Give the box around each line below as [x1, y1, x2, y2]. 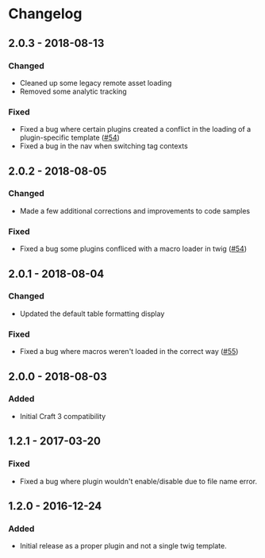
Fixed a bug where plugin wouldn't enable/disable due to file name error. [19, 476, 258, 486]
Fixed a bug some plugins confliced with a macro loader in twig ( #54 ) [19, 244, 248, 254]
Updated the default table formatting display [19, 309, 165, 318]
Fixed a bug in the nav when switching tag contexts [19, 141, 188, 151]
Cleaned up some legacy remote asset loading [19, 78, 172, 87]
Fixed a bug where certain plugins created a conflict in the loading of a [19, 125, 252, 134]
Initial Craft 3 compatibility [19, 411, 106, 421]
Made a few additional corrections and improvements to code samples [19, 206, 251, 215]
